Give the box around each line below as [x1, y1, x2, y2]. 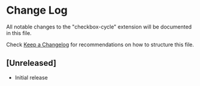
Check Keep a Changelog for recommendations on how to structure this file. [6, 41, 195, 48]
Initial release [14, 74, 48, 81]
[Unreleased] [6, 58, 57, 68]
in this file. [6, 29, 32, 36]
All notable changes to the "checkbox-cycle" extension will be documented [6, 23, 192, 30]
